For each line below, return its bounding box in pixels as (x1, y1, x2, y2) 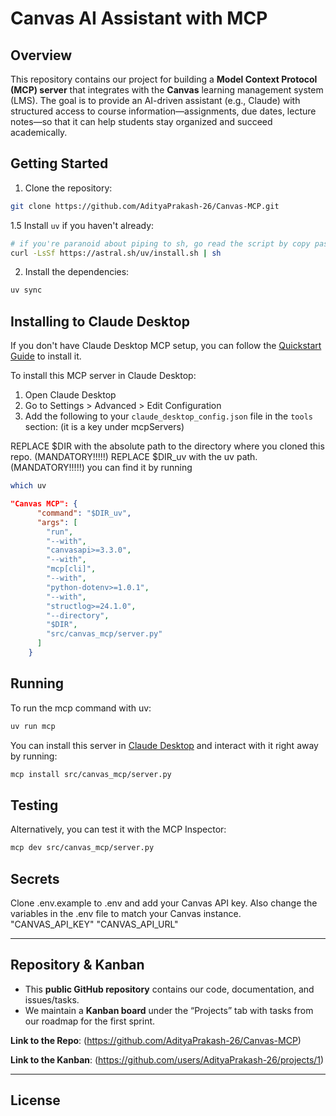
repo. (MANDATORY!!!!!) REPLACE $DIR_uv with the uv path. (10, 451, 258, 463)
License (10, 1092, 61, 1109)
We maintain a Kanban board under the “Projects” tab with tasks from (24, 1004, 314, 1016)
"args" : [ (36, 517, 78, 527)
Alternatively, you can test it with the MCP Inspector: (10, 823, 227, 836)
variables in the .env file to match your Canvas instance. (10, 907, 242, 919)
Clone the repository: (24, 182, 113, 194)
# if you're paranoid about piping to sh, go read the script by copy (10, 238, 311, 249)
